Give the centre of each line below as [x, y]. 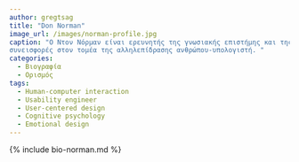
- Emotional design [53, 125]
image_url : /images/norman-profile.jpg [83, 34]
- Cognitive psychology [61, 116]
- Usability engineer [57, 100]
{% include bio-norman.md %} [65, 150]
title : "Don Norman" [48, 26]
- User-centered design [61, 108]
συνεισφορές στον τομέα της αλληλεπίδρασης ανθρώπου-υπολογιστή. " [137, 50]
